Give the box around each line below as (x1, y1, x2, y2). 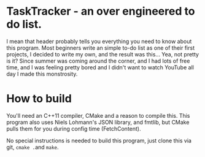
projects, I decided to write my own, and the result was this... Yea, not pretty (6, 50, 199, 58)
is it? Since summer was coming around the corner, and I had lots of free (6, 57, 190, 64)
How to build (6, 92, 72, 105)
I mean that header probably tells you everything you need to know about (6, 37, 192, 45)
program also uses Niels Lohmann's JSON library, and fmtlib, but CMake (6, 118, 190, 126)
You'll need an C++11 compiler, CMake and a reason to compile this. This (6, 112, 190, 119)
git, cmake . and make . (6, 143, 59, 151)
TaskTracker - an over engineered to (6, 4, 195, 18)
